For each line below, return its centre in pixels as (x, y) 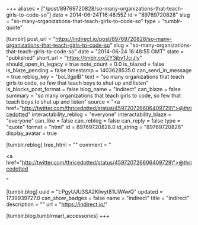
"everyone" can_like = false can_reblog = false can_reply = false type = (93, 120)
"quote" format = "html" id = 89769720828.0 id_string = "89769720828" (95, 127)
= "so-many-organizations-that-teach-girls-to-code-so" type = (84, 21)
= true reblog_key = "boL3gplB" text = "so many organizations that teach (95, 77)
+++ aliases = (23, 9)
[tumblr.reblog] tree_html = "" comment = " (59, 145)
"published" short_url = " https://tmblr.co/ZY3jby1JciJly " (74, 58)
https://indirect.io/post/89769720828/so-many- (114, 39)
